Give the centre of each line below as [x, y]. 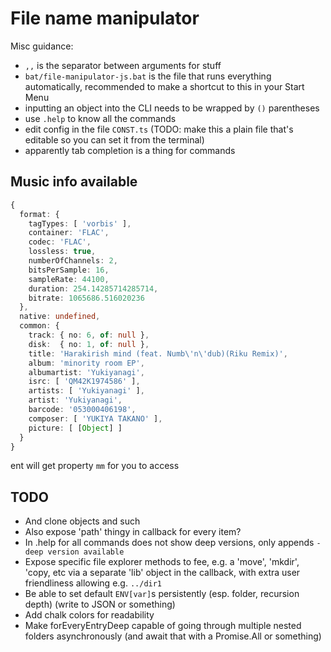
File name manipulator [105, 18]
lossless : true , [62, 252]
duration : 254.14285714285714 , [93, 288]
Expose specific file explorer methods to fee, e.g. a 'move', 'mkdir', [162, 562]
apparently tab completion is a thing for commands [130, 150]
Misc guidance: [42, 46]
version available [86, 552]
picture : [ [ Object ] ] [75, 428]
